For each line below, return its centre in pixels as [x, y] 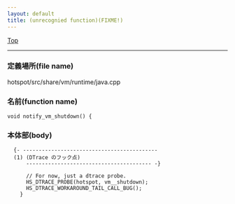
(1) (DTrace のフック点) [47, 158]
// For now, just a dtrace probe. [76, 176]
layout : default [31, 14]
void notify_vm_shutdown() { [50, 116]
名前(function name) [43, 101]
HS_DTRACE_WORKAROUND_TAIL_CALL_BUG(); [84, 189]
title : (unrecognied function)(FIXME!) [65, 20]
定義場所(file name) [41, 66]
